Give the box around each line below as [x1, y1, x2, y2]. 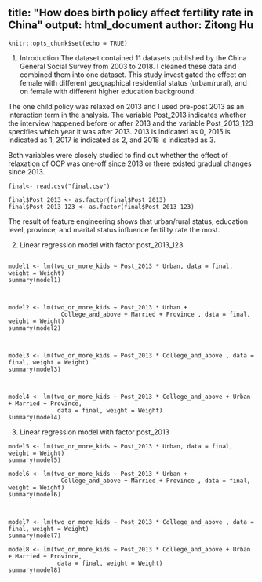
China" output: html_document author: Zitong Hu [8, 19, 253, 32]
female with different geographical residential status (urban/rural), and [19, 78, 247, 87]
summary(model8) [8, 566, 61, 574]
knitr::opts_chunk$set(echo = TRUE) [8, 39, 128, 47]
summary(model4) [8, 413, 61, 421]
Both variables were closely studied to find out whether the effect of [8, 150, 229, 159]
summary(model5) [8, 456, 61, 464]
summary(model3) [8, 365, 61, 373]
